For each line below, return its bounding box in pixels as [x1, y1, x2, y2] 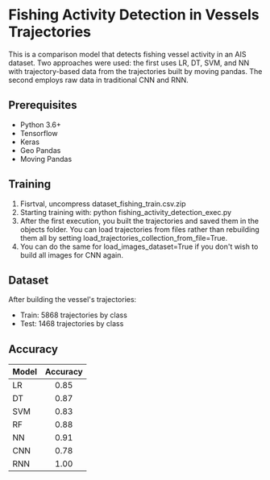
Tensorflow [19, 128, 58, 138]
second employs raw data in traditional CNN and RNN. [8, 75, 189, 85]
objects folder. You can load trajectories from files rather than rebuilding [19, 224, 260, 234]
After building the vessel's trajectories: [8, 295, 137, 304]
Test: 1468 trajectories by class [19, 319, 124, 329]
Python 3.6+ [19, 119, 62, 130]
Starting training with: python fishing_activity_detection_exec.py [19, 207, 232, 217]
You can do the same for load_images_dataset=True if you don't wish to [19, 242, 259, 251]
